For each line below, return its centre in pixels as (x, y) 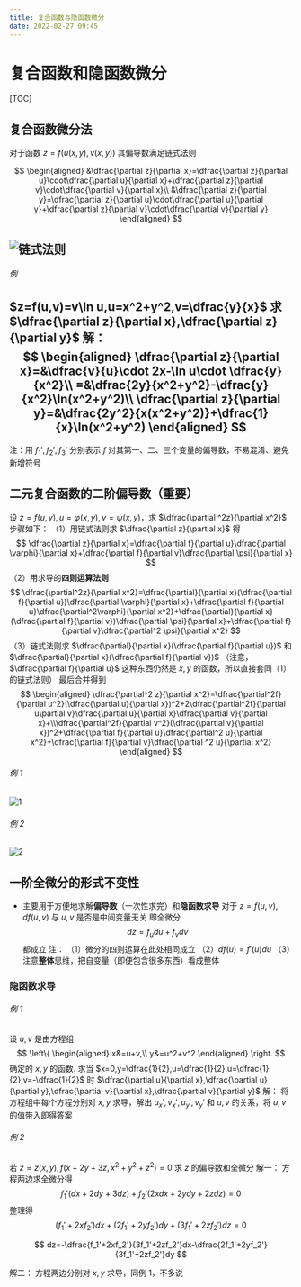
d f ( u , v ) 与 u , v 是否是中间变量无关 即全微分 (102, 917)
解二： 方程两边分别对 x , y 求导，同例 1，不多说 (97, 1273)
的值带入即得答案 (41, 1115)
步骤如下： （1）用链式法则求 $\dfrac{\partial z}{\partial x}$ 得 (125, 529)
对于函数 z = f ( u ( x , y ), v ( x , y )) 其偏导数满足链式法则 (103, 153)
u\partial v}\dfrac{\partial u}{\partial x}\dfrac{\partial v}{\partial (151, 713)
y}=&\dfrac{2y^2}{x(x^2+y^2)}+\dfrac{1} (151, 413)
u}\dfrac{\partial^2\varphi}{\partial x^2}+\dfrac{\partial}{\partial (146, 611)
